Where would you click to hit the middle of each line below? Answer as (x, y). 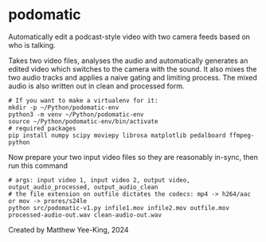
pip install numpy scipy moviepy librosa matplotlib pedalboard (117, 135)
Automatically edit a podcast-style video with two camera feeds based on (129, 37)
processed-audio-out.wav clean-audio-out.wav (85, 215)
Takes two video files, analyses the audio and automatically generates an (128, 60)
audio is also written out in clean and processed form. (96, 86)
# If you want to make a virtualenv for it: (83, 100)
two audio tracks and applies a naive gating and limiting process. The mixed (133, 77)
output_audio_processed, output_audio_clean (83, 187)
